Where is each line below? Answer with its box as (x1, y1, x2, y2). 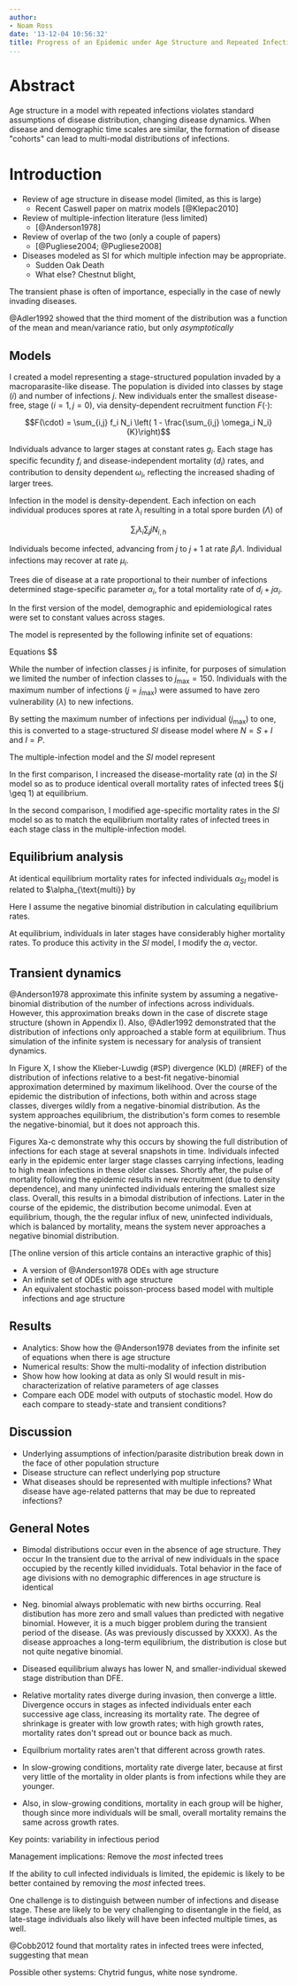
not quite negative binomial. (21, 1646, 124, 1657)
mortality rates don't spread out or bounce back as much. (21, 1728, 232, 1739)
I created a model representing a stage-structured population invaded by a (9, 371, 281, 382)
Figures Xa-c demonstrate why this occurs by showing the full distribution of (9, 1136, 288, 1146)
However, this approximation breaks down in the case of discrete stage (9, 1007, 268, 1018)
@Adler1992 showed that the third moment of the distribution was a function (9, 313, 288, 324)
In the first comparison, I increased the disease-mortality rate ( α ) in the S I (9, 769, 278, 779)
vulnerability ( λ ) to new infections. (9, 696, 134, 707)
